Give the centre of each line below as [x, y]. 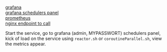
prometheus [18, 18]
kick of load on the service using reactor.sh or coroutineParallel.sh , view [84, 38]
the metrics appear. [26, 44]
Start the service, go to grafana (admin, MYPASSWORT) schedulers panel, [83, 33]
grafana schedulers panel [32, 13]
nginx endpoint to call [28, 23]
